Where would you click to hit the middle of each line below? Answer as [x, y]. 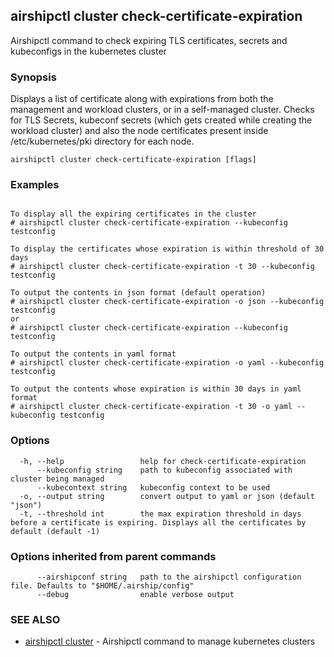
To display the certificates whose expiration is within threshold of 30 [167, 249]
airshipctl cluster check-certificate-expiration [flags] [133, 160]
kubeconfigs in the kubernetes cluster [88, 51]
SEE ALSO [35, 619]
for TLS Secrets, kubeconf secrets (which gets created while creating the [161, 120]
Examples [35, 185]
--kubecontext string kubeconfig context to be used [153, 487]
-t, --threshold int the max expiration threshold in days [160, 514]
